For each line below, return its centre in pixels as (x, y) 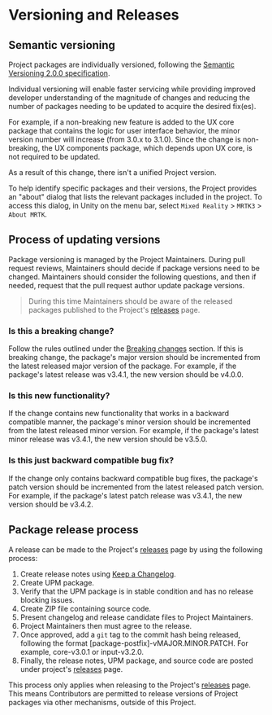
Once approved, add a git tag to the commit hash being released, (130, 634)
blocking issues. (47, 599)
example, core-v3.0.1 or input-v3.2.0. (82, 651)
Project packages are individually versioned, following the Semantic (122, 64)
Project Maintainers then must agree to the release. (106, 625)
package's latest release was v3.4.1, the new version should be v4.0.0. (126, 375)
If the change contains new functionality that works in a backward (119, 414)
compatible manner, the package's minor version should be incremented (130, 422)
